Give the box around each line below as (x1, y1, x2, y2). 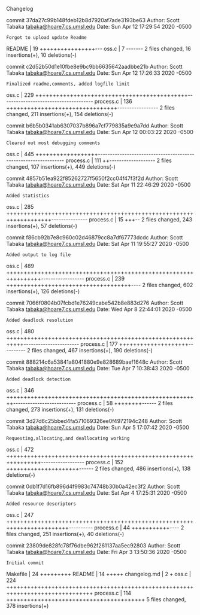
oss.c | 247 (6, 512, 34, 518)
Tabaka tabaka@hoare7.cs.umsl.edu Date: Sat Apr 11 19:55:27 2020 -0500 (6, 240, 189, 247)
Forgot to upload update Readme (6, 35, 87, 41)
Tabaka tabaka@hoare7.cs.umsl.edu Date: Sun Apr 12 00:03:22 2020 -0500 (6, 129, 193, 135)
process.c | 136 (94, 98, 133, 105)
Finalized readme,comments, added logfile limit (6, 81, 130, 87)
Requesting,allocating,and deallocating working (6, 436, 130, 442)
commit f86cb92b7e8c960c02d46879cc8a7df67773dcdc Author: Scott (6, 234, 183, 241)
